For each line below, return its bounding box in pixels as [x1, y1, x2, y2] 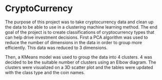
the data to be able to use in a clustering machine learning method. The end [5, 24, 158, 30]
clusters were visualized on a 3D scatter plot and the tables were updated [5, 64, 153, 70]
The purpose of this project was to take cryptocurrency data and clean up [5, 19, 154, 25]
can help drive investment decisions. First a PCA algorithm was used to [5, 34, 148, 40]
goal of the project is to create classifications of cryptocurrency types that [5, 29, 155, 35]
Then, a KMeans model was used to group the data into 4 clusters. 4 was [5, 54, 152, 60]
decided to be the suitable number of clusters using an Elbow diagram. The [5, 59, 157, 65]
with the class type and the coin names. [5, 69, 85, 75]
